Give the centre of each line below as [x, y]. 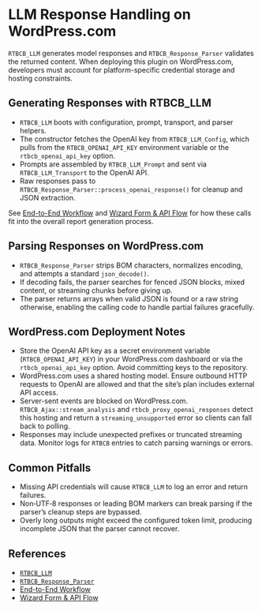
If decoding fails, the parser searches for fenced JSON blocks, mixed [132, 282]
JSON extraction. [48, 197]
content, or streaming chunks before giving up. [96, 290]
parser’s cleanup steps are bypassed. [80, 512]
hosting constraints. [41, 78]
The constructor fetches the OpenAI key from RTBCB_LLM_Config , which [135, 139]
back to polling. [45, 426]
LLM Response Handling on [99, 15]
